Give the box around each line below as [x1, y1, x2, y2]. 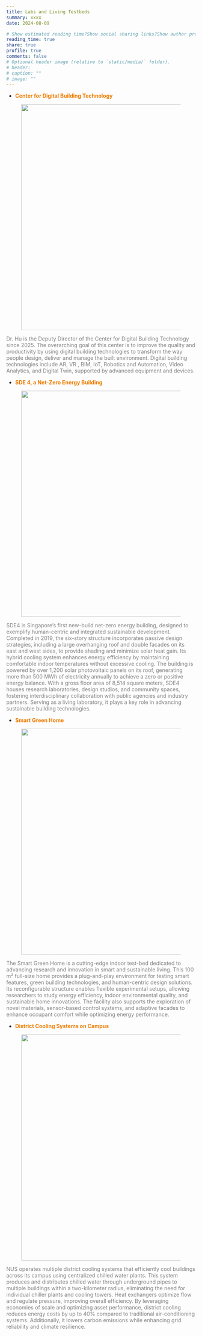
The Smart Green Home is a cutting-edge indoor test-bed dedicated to [6, 959, 182, 967]
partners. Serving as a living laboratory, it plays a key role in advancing [6, 698, 182, 706]
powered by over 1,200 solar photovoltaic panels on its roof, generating [6, 666, 183, 674]
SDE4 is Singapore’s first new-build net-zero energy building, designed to [6, 622, 189, 629]
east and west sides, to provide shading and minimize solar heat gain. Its [6, 647, 186, 654]
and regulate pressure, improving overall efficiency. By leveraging [6, 1297, 169, 1305]
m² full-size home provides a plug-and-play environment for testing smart [6, 973, 189, 980]
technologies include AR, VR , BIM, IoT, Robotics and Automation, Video [6, 361, 183, 368]
